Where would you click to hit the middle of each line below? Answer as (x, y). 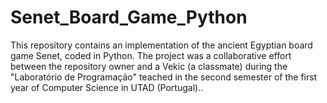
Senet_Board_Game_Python (129, 17)
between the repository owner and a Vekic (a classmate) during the (149, 66)
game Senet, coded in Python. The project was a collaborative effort (151, 55)
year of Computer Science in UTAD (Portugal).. (107, 87)
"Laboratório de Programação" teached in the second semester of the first (164, 77)
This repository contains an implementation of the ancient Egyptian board (161, 45)
